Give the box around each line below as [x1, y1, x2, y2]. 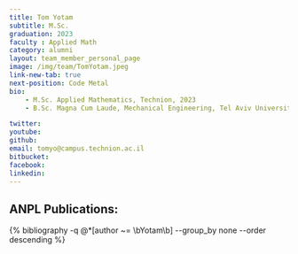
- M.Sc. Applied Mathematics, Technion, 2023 [25, 95, 197, 104]
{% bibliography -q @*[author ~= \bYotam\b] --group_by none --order [9, 225, 267, 235]
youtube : [9, 127, 42, 137]
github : [9, 136, 38, 145]
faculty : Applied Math [9, 37, 98, 47]
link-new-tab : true [9, 71, 82, 80]
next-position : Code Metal [9, 79, 109, 88]
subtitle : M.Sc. [9, 21, 69, 30]
